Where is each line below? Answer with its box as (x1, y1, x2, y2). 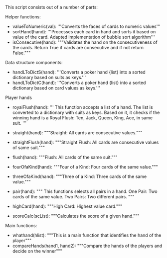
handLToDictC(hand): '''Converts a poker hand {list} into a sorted (12, 80, 146, 86)
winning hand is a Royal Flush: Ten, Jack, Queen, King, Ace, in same (12, 115, 153, 121)
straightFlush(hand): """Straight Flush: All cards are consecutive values (12, 139, 159, 145)
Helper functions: (5, 14, 41, 19)
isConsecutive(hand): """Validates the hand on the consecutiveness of (12, 39, 158, 45)
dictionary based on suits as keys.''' (12, 75, 86, 80)
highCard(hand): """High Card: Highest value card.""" (12, 203, 123, 209)
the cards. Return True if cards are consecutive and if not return (12, 45, 144, 50)
